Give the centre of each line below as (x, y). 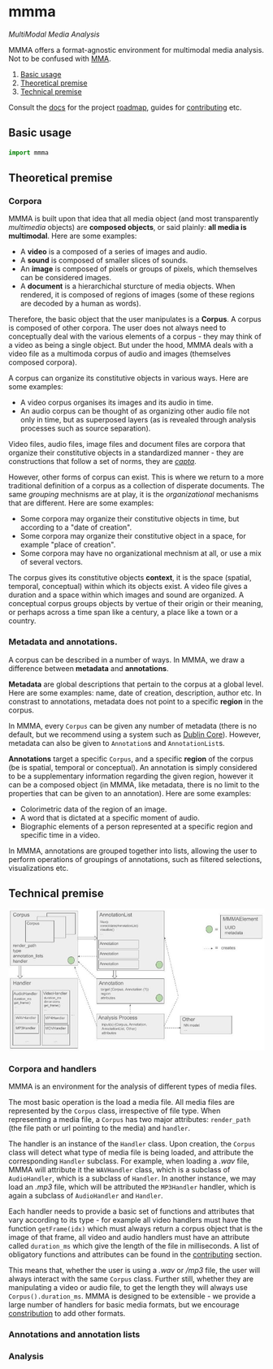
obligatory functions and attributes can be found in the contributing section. (135, 1254)
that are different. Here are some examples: (81, 503)
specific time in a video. (60, 834)
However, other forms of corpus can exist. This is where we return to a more (136, 477)
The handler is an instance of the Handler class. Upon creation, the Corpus (132, 1144)
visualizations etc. (39, 868)
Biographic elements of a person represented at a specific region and (136, 826)
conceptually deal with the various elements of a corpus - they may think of (135, 336)
